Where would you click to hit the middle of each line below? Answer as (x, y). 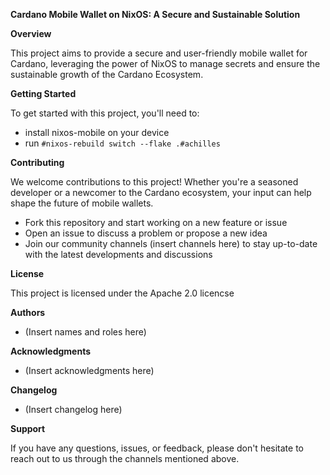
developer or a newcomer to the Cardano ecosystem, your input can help (161, 192)
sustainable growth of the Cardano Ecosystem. (107, 74)
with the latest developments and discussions (118, 254)
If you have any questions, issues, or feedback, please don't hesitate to (157, 448)
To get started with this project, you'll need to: (105, 113)
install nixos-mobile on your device (97, 132)
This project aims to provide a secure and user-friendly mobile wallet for (159, 53)
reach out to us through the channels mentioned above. (125, 458)
